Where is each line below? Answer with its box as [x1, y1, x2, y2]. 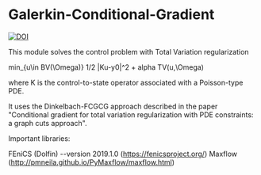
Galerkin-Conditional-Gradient [8, 6, 215, 24]
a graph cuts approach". [8, 118, 87, 127]
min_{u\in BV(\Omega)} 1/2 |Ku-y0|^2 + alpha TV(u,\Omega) [8, 62, 205, 72]
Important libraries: [8, 133, 71, 143]
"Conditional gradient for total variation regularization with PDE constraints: [8, 109, 254, 120]
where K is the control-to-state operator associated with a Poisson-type [8, 78, 244, 87]
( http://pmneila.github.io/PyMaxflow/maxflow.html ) [8, 157, 175, 167]
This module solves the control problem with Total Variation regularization [8, 47, 249, 56]
